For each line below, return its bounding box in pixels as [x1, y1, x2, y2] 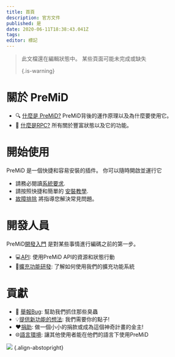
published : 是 [6, 20, 42, 26]
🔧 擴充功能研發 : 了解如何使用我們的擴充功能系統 [15, 263, 135, 270]
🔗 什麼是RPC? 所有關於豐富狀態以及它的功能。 [15, 121, 133, 129]
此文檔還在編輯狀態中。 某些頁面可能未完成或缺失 [21, 55, 147, 62]
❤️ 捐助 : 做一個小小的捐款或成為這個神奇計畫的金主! [15, 323, 144, 331]
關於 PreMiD [6, 91, 69, 105]
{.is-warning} [21, 67, 55, 74]
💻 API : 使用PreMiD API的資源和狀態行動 [15, 253, 115, 260]
